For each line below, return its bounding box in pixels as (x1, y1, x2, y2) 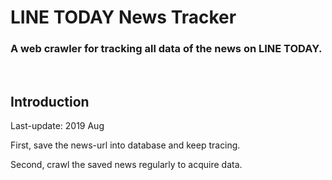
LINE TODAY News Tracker (10, 6, 237, 29)
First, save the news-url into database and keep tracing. (10, 139, 241, 151)
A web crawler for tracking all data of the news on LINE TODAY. (10, 42, 323, 56)
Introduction (10, 93, 90, 110)
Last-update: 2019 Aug (10, 120, 105, 132)
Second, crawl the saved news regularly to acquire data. (10, 159, 243, 171)
